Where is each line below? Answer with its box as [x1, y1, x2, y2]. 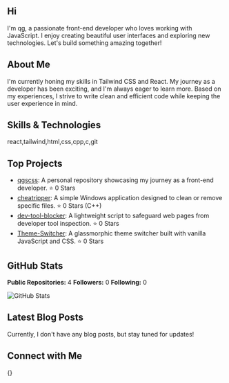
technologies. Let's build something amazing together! [7, 38, 162, 47]
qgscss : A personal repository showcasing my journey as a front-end [17, 176, 214, 184]
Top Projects [7, 157, 63, 169]
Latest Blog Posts [7, 312, 84, 323]
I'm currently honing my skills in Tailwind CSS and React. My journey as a [7, 77, 216, 85]
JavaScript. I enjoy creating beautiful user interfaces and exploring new [7, 31, 210, 39]
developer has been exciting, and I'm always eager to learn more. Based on [7, 84, 221, 93]
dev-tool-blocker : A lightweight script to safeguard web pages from [17, 211, 210, 220]
